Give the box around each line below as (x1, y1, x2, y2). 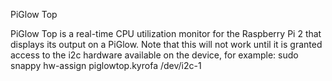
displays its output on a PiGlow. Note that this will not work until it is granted (10, 39, 323, 50)
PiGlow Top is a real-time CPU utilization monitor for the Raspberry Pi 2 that (10, 28, 322, 39)
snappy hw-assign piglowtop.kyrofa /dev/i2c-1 (10, 60, 202, 71)
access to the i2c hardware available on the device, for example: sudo (10, 49, 299, 61)
